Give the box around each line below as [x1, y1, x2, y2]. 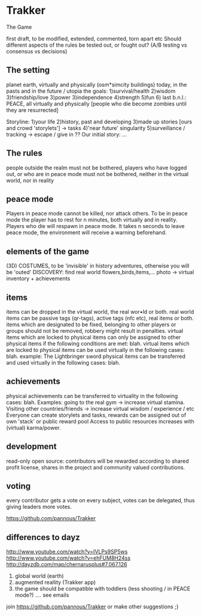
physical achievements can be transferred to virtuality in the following [6, 392, 178, 399]
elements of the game [6, 246, 90, 256]
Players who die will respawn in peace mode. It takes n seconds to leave [6, 223, 185, 230]
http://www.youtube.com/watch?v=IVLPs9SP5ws [6, 548, 128, 556]
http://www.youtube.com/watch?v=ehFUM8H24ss [6, 554, 130, 562]
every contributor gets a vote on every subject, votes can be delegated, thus [6, 497, 195, 504]
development [6, 441, 57, 452]
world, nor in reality [6, 177, 54, 184]
